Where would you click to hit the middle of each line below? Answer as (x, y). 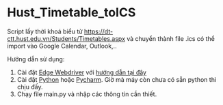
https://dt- (99, 31)
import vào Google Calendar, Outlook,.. (62, 46)
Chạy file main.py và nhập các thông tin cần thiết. (87, 94)
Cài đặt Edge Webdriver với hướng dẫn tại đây (82, 72)
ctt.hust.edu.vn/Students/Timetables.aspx (66, 38)
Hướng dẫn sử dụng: (36, 59)
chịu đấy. (30, 87)
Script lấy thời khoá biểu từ (45, 31)
